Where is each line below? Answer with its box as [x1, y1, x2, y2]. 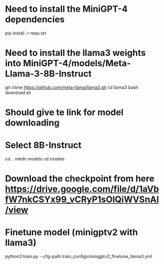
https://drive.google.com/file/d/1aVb [5, 184, 159, 195]
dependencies [5, 14, 65, 25]
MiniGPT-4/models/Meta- [23, 58, 131, 69]
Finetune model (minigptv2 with [5, 227, 138, 238]
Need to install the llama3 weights [5, 48, 146, 58]
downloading [5, 117, 60, 129]
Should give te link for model [5, 107, 124, 118]
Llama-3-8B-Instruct [5, 68, 92, 79]
